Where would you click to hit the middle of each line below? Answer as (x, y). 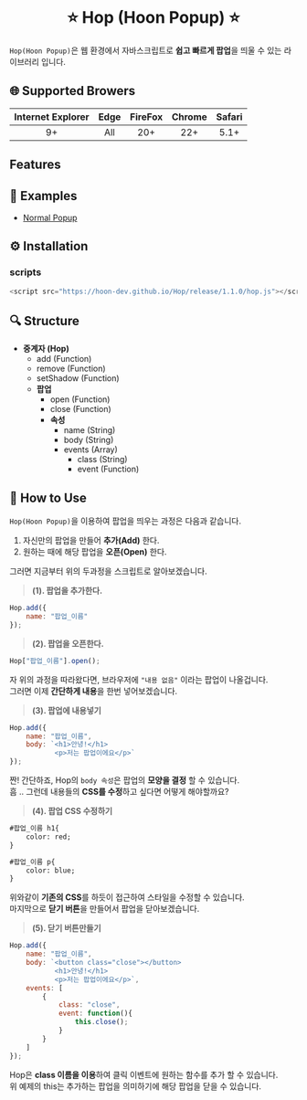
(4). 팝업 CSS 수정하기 (72, 811)
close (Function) (80, 409)
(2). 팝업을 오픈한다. (68, 643)
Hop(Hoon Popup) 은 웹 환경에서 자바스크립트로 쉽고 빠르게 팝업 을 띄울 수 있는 (146, 50)
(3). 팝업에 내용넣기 (67, 710)
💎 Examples (43, 196)
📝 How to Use (48, 497)
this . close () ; (101, 1022)
